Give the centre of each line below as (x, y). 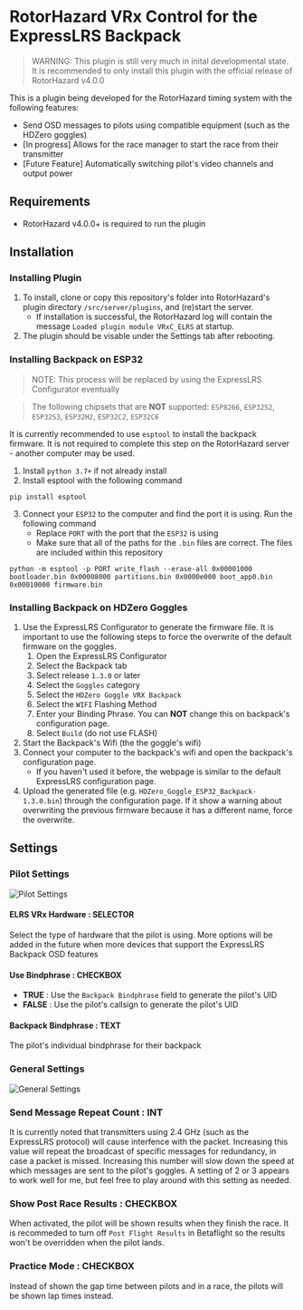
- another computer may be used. (72, 453)
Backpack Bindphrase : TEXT (65, 1025)
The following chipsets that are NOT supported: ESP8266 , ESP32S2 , (153, 406)
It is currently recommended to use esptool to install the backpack (133, 433)
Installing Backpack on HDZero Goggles (99, 607)
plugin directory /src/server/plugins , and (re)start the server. (138, 307)
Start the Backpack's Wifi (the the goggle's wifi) (112, 743)
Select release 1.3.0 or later (88, 675)
